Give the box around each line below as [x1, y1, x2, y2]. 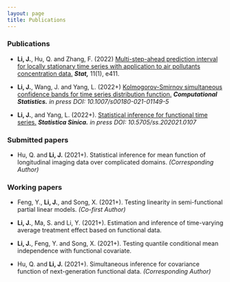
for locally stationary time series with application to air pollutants [17, 62, 201, 70]
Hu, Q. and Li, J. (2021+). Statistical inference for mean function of [17, 151, 207, 159]
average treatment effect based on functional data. [17, 226, 162, 235]
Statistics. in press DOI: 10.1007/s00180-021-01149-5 [17, 97, 169, 105]
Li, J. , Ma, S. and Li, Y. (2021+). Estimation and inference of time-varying [17, 219, 224, 227]
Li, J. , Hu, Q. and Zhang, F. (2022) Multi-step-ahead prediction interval [17, 54, 218, 63]
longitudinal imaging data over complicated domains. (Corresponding [17, 158, 214, 166]
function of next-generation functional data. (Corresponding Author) [17, 268, 211, 276]
